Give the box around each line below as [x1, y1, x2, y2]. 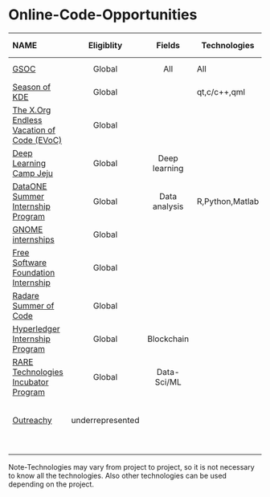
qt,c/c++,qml [196, 86, 246, 97]
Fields [156, 39, 181, 51]
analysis [152, 201, 184, 212]
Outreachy [12, 414, 52, 426]
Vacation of [12, 124, 56, 136]
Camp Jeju [12, 167, 54, 178]
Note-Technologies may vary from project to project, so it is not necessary [8, 462, 255, 471]
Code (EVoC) [12, 134, 63, 145]
